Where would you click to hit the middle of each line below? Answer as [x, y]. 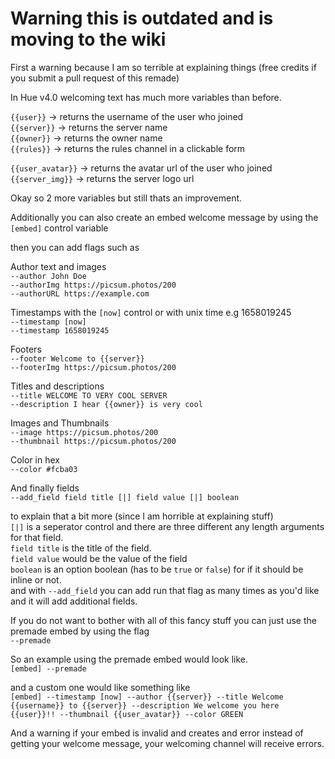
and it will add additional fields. [74, 601]
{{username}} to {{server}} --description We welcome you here [145, 705]
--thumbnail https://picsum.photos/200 [93, 441]
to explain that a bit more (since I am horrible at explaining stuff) [142, 516]
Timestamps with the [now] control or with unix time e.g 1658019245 [151, 312]
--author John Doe [48, 276]
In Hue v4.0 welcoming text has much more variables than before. [146, 97]
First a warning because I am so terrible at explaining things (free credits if [163, 67]
